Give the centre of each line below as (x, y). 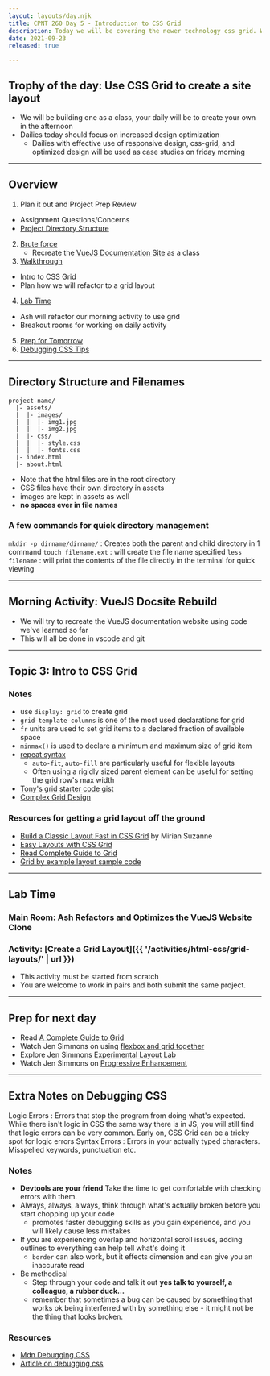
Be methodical (44, 1274)
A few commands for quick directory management (108, 526)
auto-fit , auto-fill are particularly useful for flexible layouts (133, 763)
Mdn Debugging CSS (55, 1355)
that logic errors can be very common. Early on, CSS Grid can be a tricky (129, 1133)
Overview (33, 185)
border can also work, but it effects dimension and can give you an (142, 1257)
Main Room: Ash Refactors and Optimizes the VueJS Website (130, 917)
